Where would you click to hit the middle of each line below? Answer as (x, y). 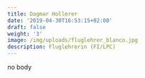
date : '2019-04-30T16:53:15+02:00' (60, 21)
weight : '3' (25, 34)
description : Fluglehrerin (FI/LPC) (61, 47)
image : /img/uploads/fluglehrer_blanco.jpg (73, 40)
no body (20, 67)
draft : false (27, 27)
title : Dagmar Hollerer (43, 14)
